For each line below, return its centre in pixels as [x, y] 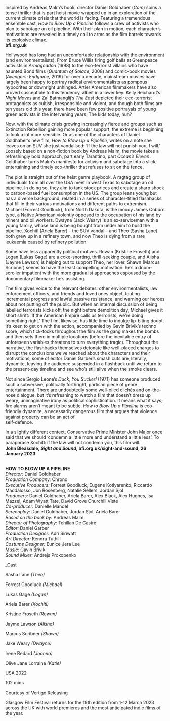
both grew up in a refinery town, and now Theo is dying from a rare [75, 236]
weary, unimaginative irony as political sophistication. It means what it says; [84, 401]
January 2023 [20, 453]
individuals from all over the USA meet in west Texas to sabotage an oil [79, 182]
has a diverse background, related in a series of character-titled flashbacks [83, 198]
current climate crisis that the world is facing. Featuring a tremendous [78, 18]
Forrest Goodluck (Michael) [34, 585]
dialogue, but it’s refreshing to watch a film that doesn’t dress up [84, 395]
